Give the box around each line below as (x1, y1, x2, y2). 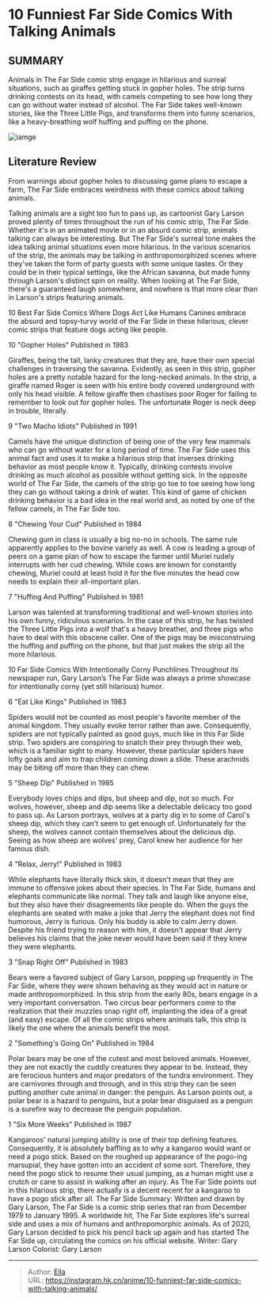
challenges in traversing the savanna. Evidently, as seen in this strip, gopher (8, 363, 256, 373)
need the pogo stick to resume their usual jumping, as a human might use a (8, 1168, 253, 1177)
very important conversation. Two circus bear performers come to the (8, 998, 236, 1007)
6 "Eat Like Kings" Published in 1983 (8, 697, 127, 706)
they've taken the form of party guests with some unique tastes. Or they (8, 259, 244, 268)
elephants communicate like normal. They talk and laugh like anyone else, (8, 891, 249, 900)
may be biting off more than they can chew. (8, 763, 150, 772)
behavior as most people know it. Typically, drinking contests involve (8, 462, 233, 471)
